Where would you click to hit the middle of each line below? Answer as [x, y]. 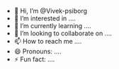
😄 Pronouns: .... [38, 51]
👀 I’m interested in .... [45, 18]
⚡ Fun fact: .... [34, 59]
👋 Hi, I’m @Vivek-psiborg [50, 11]
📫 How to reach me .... [48, 41]
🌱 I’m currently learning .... [52, 26]
